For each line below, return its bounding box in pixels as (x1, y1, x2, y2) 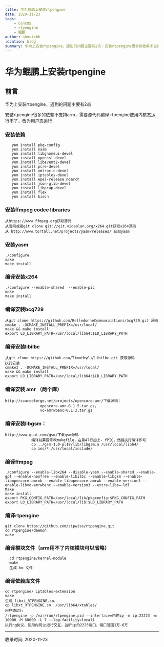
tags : (5, 16, 16, 21)
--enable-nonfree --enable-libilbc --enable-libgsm (14, 474, 121, 479)
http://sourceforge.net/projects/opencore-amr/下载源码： (5, 398, 122, 403)
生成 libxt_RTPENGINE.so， (5, 598, 58, 603)
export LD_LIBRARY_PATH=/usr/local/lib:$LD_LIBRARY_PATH (5, 500, 123, 505)
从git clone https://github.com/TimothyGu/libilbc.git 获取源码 (5, 356, 135, 361)
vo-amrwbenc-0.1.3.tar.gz (40, 408, 93, 413)
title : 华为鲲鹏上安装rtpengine (5, 7, 66, 12)
